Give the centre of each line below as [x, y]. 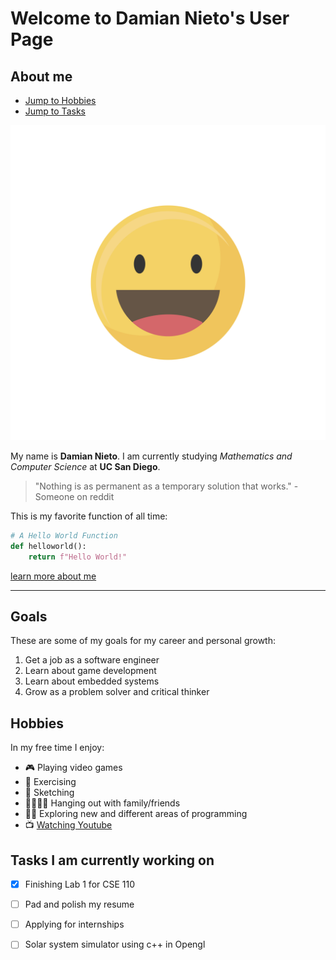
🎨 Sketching [49, 793]
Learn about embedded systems [92, 681]
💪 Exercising [50, 782]
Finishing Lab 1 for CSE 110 [80, 884]
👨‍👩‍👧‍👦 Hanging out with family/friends [102, 803]
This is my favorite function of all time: [89, 516]
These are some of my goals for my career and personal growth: [143, 641]
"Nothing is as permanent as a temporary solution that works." [163, 486]
